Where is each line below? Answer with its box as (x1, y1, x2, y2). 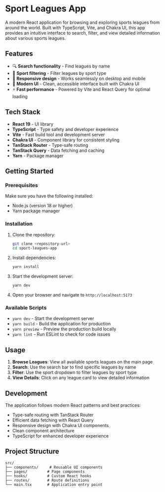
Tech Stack (5, 108, 41, 117)
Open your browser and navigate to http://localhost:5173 (12, 292, 132, 298)
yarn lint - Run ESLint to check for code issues (12, 331, 110, 337)
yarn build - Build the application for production (12, 321, 111, 327)
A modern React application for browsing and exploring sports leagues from (5, 19, 160, 25)
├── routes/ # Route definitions (5, 478, 90, 483)
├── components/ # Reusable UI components (5, 465, 103, 470)
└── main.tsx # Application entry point (5, 482, 103, 487)
